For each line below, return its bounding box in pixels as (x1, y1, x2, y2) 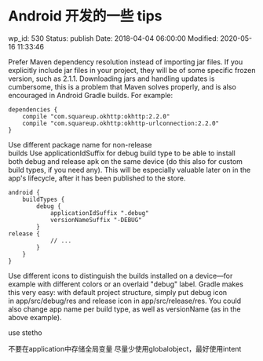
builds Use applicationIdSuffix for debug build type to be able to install (8, 148, 236, 158)
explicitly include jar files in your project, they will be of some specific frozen (8, 65, 257, 75)
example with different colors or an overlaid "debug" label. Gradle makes (8, 279, 243, 289)
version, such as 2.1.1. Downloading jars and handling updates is (8, 74, 215, 83)
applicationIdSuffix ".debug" (49, 209, 149, 217)
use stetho (8, 327, 43, 337)
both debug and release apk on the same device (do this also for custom (8, 156, 243, 166)
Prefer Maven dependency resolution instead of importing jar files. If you (8, 57, 243, 67)
